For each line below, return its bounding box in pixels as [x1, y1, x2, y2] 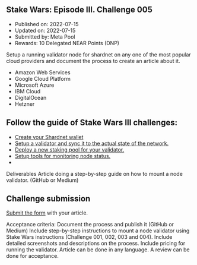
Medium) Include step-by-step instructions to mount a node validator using [6, 227, 190, 234]
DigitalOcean [14, 94, 47, 101]
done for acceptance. [6, 253, 59, 260]
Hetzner [14, 100, 35, 108]
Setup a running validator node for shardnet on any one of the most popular [6, 51, 191, 58]
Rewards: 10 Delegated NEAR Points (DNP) [14, 39, 120, 46]
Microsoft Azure [14, 81, 55, 89]
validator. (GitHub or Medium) [6, 176, 79, 184]
